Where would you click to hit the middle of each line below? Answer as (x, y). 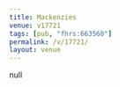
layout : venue (35, 50)
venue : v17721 (35, 25)
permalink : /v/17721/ (49, 42)
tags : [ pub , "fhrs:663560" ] (61, 33)
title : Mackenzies (43, 17)
